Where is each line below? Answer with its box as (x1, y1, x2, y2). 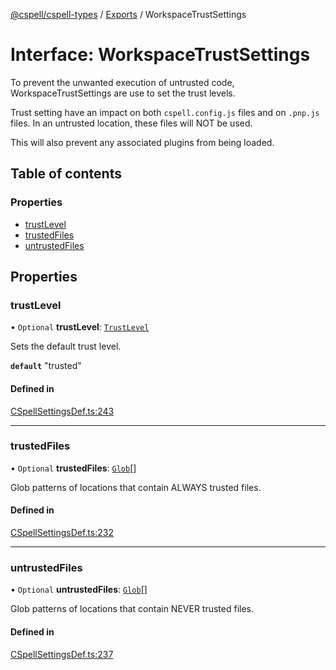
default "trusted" (10, 360, 82, 372)
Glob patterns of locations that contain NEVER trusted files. (10, 603, 255, 615)
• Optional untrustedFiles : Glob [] (10, 584, 148, 596)
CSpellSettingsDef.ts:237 (10, 648, 114, 660)
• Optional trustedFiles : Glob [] (10, 462, 137, 474)
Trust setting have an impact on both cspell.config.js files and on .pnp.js (10, 106, 320, 118)
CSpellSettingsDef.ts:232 (10, 527, 114, 539)
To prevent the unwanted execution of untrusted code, (10, 76, 235, 88)
